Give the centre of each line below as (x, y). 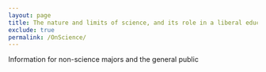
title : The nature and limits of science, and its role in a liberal (125, 23)
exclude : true (32, 30)
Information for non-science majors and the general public (104, 59)
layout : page (30, 15)
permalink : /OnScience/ (47, 37)
